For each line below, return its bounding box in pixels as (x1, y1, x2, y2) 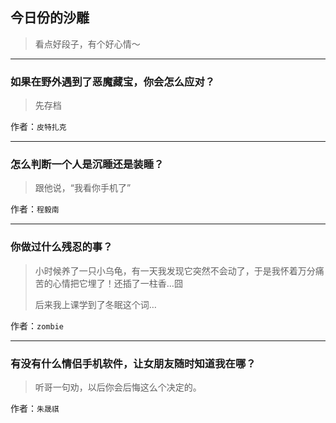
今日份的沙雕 (10, 9, 90, 27)
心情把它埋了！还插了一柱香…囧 (52, 277, 183, 289)
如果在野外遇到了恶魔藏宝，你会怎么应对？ (10, 74, 216, 88)
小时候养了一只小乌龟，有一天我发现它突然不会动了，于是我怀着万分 (34, 264, 316, 277)
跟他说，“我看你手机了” (34, 182, 132, 194)
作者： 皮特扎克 (10, 121, 67, 133)
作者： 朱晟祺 (10, 403, 60, 414)
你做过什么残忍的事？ (10, 240, 113, 254)
